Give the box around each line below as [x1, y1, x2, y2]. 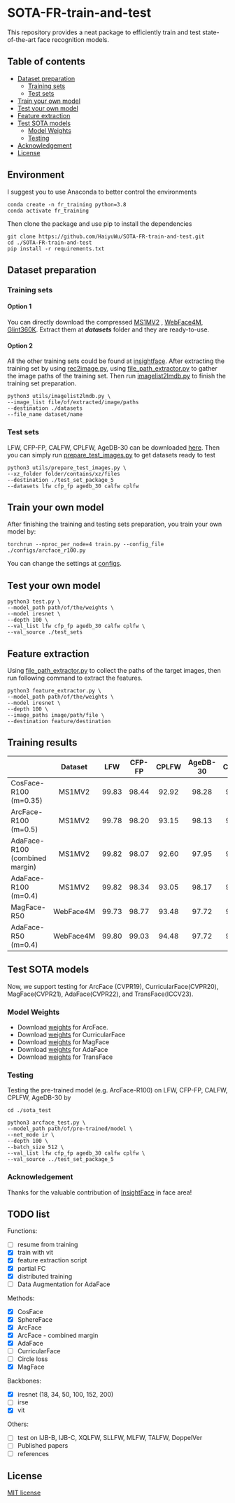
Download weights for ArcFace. [17, 1023, 108, 1031]
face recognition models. [37, 35, 110, 43]
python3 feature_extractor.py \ [7, 688, 101, 694]
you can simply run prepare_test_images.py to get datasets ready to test [7, 450, 215, 459]
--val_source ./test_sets [7, 629, 83, 636]
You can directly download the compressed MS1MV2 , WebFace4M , [7, 318, 204, 327]
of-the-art [7, 35, 36, 43]
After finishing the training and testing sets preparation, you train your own [7, 520, 222, 529]
